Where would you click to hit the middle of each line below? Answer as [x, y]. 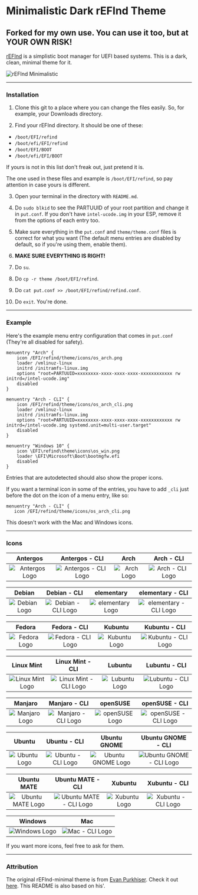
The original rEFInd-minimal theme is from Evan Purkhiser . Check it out [92, 880]
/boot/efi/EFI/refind [41, 144]
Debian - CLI [65, 593]
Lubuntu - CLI [166, 665]
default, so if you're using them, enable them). [71, 244]
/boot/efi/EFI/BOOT [39, 156]
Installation [23, 95]
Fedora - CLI [70, 627]
